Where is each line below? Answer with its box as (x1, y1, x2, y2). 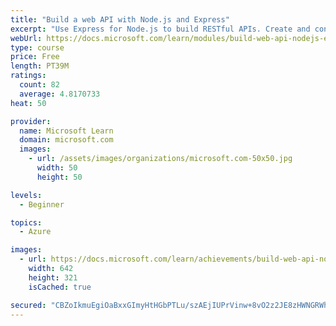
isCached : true (28, 282, 92, 292)
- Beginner (19, 199, 65, 210)
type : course (10, 42, 65, 53)
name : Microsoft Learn (19, 126, 114, 136)
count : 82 (19, 80, 60, 90)
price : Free (10, 52, 60, 62)
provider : (10, 116, 52, 126)
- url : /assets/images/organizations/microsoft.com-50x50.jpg (28, 154, 293, 164)
